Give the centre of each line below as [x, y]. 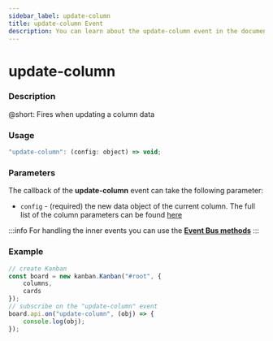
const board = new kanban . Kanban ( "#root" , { [85, 276]
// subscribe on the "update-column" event [83, 306]
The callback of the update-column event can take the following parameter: [136, 191]
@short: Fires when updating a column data [82, 114]
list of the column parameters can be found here [101, 215]
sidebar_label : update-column [60, 16]
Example [26, 252]
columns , [38, 284]
